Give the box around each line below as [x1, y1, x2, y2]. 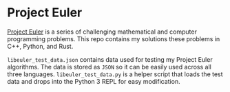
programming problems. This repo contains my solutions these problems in [7, 34, 220, 43]
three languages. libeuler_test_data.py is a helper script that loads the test [7, 70, 223, 78]
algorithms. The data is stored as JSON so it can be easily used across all [7, 62, 211, 71]
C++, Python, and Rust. [7, 42, 74, 50]
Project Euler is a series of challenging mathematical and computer [7, 27, 198, 36]
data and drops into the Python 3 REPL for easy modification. [7, 77, 180, 85]
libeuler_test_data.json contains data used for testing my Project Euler [7, 55, 213, 63]
